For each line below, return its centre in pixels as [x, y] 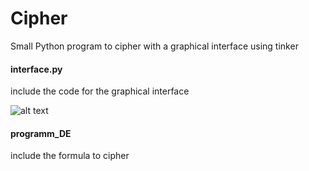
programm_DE [41, 133]
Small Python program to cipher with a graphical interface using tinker [154, 46]
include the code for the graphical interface [100, 91]
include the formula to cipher [70, 156]
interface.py [36, 69]
